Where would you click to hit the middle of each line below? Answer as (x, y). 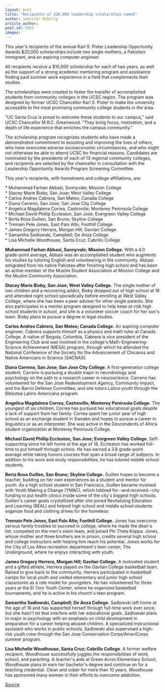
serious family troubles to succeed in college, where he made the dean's (79, 526)
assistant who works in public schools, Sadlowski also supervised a (73, 629)
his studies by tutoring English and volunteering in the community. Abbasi (79, 260)
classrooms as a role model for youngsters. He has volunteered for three (79, 583)
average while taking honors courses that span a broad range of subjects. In (82, 454)
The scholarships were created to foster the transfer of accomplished (75, 92)
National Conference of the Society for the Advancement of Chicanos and (80, 352)
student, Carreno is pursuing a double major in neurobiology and (70, 372)
